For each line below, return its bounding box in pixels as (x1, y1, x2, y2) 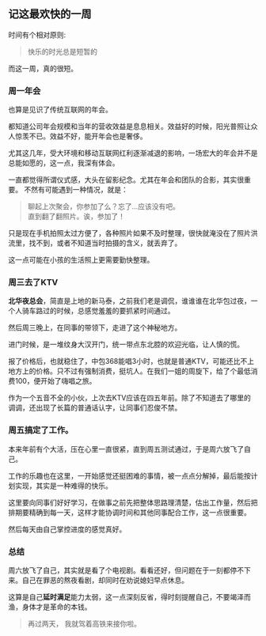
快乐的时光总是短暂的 (27, 47, 97, 56)
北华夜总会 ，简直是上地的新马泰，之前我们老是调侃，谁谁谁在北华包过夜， (8, 296, 251, 306)
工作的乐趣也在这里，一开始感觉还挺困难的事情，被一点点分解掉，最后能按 (8, 471, 251, 480)
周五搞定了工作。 (8, 425, 74, 436)
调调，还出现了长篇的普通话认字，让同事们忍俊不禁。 (8, 403, 182, 413)
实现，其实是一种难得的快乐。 (14, 481, 112, 490)
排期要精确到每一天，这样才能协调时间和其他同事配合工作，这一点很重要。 (8, 507, 251, 517)
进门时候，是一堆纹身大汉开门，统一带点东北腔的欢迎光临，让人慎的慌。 (8, 339, 244, 350)
